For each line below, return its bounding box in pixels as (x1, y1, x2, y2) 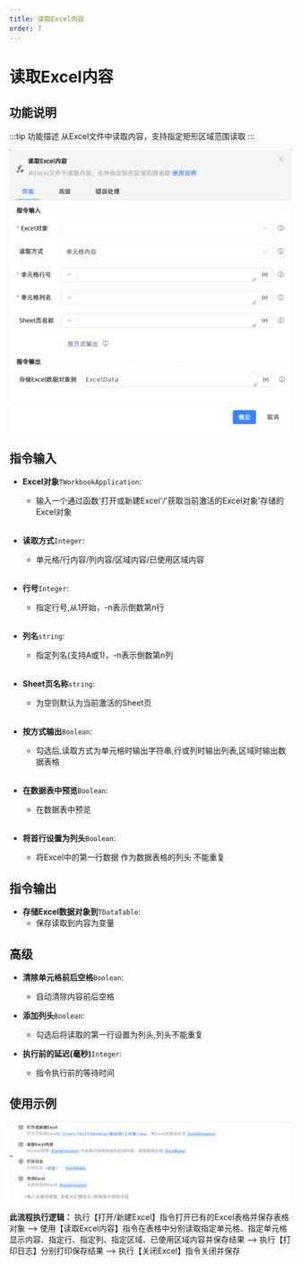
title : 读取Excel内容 (9, 14, 85, 23)
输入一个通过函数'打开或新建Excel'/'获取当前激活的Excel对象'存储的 (35, 495, 285, 507)
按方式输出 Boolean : (21, 726, 92, 737)
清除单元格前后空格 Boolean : (21, 971, 124, 983)
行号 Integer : (21, 583, 69, 594)
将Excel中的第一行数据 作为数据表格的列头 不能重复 (35, 852, 226, 862)
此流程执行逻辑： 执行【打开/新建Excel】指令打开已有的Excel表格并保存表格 (9, 1211, 289, 1222)
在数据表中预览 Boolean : (21, 785, 108, 796)
